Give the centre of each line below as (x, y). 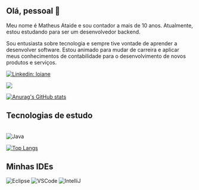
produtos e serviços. (32, 62)
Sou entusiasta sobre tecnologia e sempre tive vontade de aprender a (92, 43)
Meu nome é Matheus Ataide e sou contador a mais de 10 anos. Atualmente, (100, 25)
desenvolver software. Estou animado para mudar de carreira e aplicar (93, 50)
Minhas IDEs (30, 167)
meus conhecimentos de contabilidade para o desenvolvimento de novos (96, 56)
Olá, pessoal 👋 (33, 11)
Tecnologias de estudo (49, 116)
